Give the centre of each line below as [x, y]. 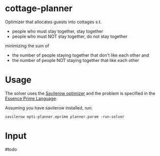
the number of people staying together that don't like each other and [80, 55]
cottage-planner [39, 8]
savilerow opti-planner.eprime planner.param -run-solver [65, 117]
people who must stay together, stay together [57, 31]
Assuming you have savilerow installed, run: [49, 108]
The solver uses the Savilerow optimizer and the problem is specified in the [80, 93]
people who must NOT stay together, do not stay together [70, 36]
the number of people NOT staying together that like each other [76, 60]
